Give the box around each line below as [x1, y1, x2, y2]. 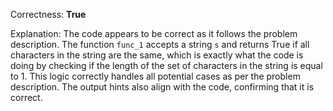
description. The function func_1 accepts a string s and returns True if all [10, 39, 310, 50]
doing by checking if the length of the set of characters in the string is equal [10, 60, 323, 71]
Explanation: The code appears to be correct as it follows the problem [10, 28, 298, 39]
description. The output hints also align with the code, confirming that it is [10, 81, 315, 93]
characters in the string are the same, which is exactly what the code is [10, 49, 304, 61]
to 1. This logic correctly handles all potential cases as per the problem [10, 70, 301, 82]
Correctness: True [10, 9, 87, 20]
